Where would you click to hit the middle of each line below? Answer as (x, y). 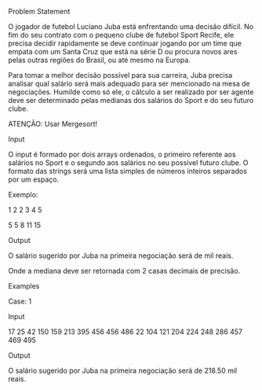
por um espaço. (34, 179)
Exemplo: (23, 195)
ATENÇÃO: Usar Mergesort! (53, 124)
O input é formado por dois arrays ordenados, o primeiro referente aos (122, 154)
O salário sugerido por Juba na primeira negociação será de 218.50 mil (123, 370)
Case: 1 (20, 301)
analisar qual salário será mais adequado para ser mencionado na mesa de (129, 83)
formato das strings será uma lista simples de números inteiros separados (127, 171)
